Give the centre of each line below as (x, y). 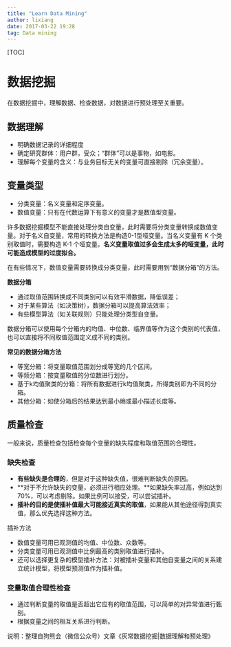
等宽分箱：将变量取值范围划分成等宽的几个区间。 (86, 366)
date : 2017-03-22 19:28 (41, 26)
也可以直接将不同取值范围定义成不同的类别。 (70, 337)
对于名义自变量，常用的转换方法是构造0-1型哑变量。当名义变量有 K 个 (118, 235)
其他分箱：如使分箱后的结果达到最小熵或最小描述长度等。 (98, 401)
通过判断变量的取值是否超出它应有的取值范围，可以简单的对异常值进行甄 (119, 604)
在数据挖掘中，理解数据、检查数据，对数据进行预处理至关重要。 (97, 103)
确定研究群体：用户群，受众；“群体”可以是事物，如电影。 (98, 153)
